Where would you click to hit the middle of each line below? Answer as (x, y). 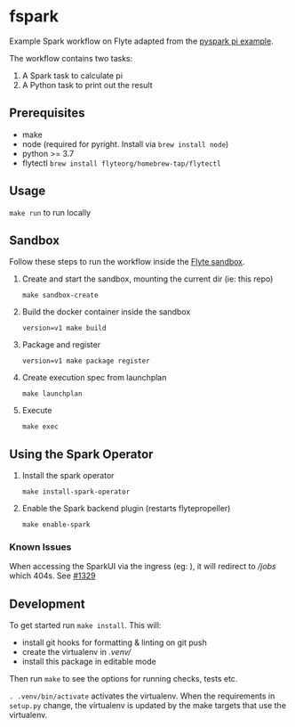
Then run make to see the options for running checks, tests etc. (124, 679)
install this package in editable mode (89, 662)
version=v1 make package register (86, 361)
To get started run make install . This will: (85, 625)
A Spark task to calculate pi (72, 75)
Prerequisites (47, 113)
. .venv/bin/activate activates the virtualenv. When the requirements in (142, 696)
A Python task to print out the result (87, 85)
